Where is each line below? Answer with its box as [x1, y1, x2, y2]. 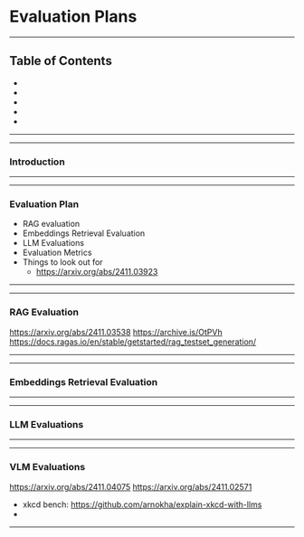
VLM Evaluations [9, 461, 86, 474]
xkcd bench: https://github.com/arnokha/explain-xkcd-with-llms [22, 499, 262, 510]
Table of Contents [9, 53, 113, 69]
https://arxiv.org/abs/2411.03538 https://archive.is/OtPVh [9, 326, 223, 337]
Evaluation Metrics [22, 247, 92, 259]
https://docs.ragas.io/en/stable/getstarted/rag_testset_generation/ [9, 336, 257, 347]
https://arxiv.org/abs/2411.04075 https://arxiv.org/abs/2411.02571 [9, 481, 252, 492]
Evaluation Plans [9, 6, 138, 27]
